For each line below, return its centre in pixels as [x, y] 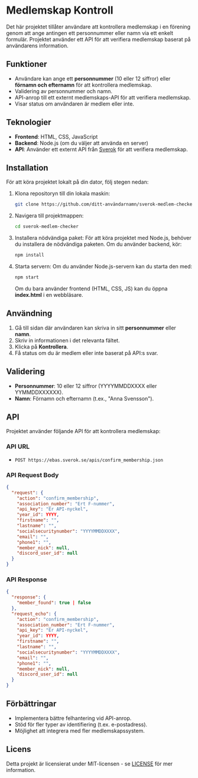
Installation [27, 167]
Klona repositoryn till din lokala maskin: [62, 194]
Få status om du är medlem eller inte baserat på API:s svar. [86, 353]
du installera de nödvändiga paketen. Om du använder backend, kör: [98, 244]
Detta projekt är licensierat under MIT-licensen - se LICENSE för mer [90, 763]
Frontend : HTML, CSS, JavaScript [56, 136]
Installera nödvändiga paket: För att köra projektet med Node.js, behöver [103, 238]
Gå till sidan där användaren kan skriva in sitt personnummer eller [95, 328]
